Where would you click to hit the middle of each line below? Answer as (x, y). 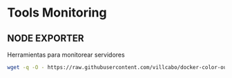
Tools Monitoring (57, 13)
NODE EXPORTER (46, 38)
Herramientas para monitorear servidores (66, 55)
